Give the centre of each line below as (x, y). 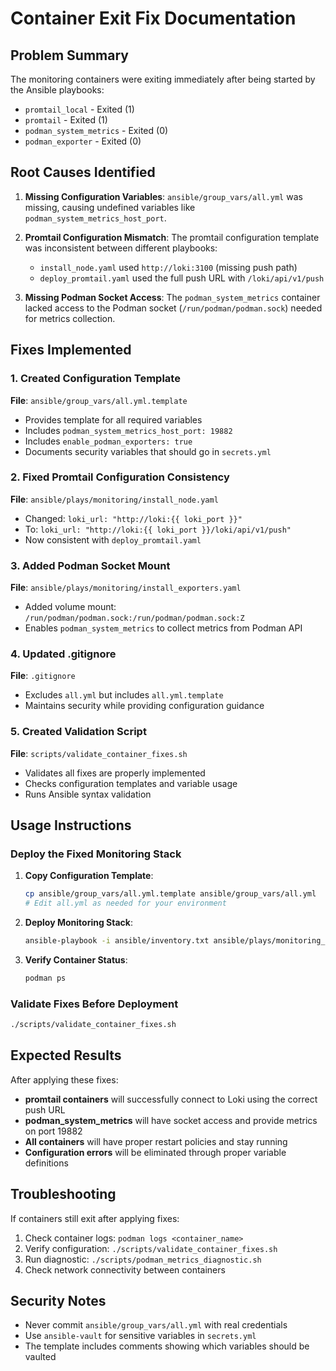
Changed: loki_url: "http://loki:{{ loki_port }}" (133, 518)
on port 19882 (53, 1131)
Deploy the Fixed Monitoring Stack (96, 854)
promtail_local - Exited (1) (79, 109)
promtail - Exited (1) (66, 120)
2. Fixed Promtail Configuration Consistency (120, 477)
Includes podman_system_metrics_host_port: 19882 (128, 430)
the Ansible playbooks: (57, 90)
